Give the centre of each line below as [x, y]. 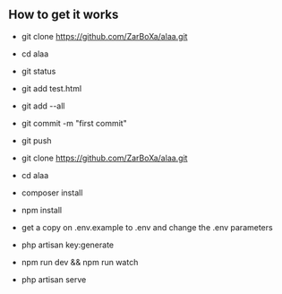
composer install [52, 193]
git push [36, 140]
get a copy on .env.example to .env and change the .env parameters [147, 227]
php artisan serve [54, 279]
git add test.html [51, 88]
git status [38, 71]
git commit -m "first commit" [74, 123]
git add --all [43, 106]
